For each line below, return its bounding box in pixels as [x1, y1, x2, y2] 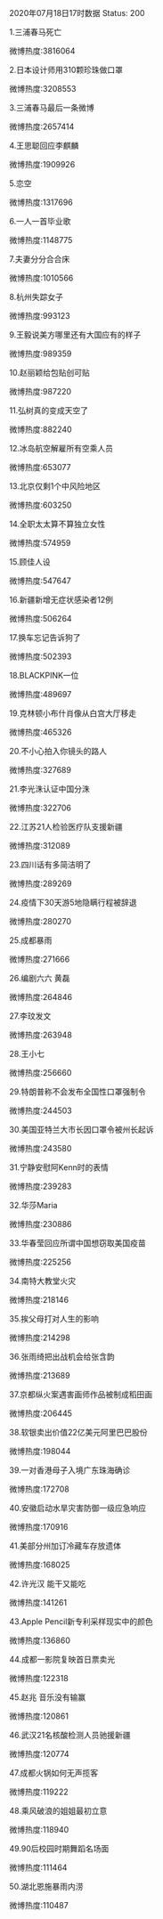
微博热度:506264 [9, 614, 73, 623]
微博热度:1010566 [9, 272, 74, 283]
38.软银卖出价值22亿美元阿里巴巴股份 [9, 1427, 149, 1437]
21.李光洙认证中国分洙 [9, 784, 91, 794]
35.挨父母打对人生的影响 [9, 1313, 100, 1324]
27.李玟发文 [9, 1011, 52, 1021]
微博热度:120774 [9, 1749, 69, 1759]
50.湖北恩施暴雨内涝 [9, 1882, 84, 1891]
